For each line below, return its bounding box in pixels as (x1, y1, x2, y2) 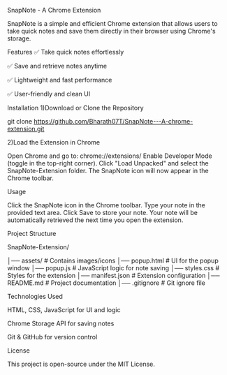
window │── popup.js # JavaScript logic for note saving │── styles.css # (7, 264, 220, 272)
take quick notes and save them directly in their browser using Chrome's (7, 27, 216, 35)
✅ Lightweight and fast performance (7, 76, 112, 84)
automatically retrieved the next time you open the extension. (7, 216, 184, 224)
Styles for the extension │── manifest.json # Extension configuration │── (7, 272, 220, 279)
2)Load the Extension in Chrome (7, 138, 100, 146)
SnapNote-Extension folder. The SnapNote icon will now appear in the (7, 167, 209, 175)
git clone (7, 117, 33, 125)
